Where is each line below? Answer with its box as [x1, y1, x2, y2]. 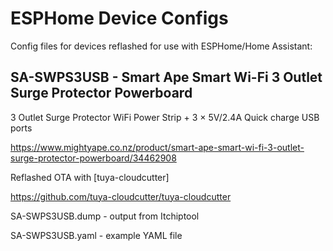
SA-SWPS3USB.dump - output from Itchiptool [10, 210, 200, 222]
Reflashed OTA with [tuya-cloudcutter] [10, 171, 170, 183]
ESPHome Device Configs [10, 7, 229, 30]
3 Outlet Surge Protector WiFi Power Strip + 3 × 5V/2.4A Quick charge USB [10, 111, 320, 123]
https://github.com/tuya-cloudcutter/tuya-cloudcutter [10, 190, 232, 202]
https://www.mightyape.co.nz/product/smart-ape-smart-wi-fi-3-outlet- [10, 141, 305, 153]
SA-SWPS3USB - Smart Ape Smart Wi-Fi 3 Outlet [10, 69, 323, 86]
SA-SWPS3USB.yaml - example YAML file [10, 229, 183, 241]
